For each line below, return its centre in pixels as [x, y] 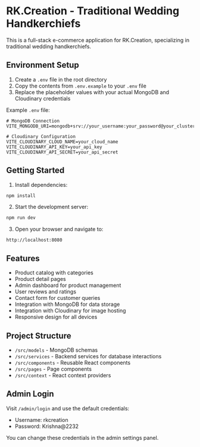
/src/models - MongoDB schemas [56, 350]
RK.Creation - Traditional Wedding [93, 11]
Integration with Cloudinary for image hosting [70, 311]
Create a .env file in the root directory [61, 79]
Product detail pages [40, 279]
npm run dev [21, 218]
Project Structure [39, 335]
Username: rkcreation [41, 420]
